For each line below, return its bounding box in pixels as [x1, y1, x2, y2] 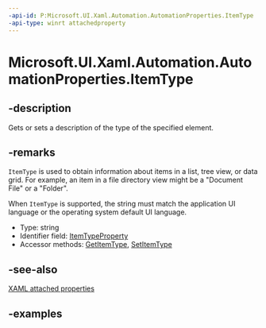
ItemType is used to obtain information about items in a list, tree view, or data [8, 167, 258, 176]
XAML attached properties [8, 284, 95, 294]
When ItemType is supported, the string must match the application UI [8, 199, 236, 209]
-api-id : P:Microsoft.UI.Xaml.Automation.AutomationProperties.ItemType [8, 11, 254, 20]
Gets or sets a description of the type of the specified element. [8, 122, 214, 132]
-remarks [8, 145, 56, 159]
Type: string [19, 223, 60, 233]
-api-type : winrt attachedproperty [8, 19, 126, 27]
